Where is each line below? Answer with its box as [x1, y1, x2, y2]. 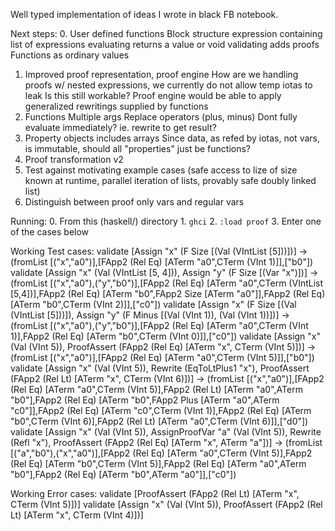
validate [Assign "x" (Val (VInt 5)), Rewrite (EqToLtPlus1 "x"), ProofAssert [10, 362, 310, 374]
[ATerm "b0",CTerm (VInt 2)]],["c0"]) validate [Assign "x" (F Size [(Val [10, 299, 297, 310]
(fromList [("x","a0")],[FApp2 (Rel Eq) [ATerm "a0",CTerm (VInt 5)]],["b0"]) [10, 352, 315, 363]
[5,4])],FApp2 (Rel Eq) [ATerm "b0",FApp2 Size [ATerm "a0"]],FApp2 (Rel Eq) [10, 288, 326, 299]
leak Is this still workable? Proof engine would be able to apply [24, 90, 282, 101]
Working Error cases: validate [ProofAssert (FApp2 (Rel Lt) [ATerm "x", [10, 488, 300, 499]
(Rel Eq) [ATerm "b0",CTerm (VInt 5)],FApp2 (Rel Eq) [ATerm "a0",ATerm [10, 458, 307, 469]
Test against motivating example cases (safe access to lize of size [24, 164, 298, 176]
